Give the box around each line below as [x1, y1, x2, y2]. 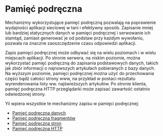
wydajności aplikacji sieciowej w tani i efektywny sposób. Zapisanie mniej [5, 24, 153, 30]
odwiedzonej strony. [5, 91, 46, 97]
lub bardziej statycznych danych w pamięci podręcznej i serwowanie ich [5, 30, 151, 36]
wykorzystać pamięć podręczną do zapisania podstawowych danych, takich [5, 60, 159, 66]
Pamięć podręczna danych [12, 110, 66, 116]
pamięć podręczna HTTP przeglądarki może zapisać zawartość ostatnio [5, 86, 150, 92]
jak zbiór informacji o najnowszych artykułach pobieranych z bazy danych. [5, 65, 155, 71]
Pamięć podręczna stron [12, 120, 62, 126]
